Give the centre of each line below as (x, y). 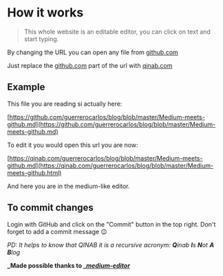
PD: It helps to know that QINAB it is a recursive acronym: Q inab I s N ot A (111, 244)
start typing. (41, 38)
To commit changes (51, 208)
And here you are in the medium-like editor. (68, 186)
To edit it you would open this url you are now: (73, 145)
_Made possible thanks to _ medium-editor (69, 265)
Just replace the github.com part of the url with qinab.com (90, 65)
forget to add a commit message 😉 (57, 231)
